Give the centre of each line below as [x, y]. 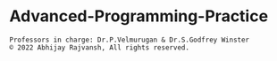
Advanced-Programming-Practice [139, 16]
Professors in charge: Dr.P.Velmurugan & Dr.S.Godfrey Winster [130, 40]
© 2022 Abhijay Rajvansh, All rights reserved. [100, 47]
